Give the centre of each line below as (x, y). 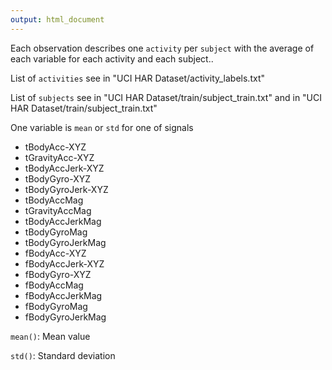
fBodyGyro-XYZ (58, 274)
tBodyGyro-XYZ (58, 178)
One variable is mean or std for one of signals (102, 127)
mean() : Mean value (50, 336)
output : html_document (57, 19)
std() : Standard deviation (63, 355)
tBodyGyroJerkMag (65, 242)
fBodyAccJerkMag (63, 295)
